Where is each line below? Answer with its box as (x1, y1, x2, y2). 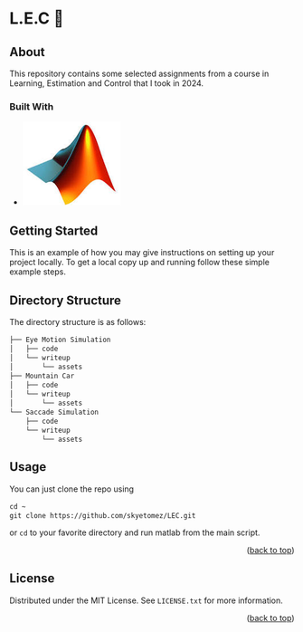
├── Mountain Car (9, 371, 75, 380)
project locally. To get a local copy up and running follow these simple (9, 257, 270, 268)
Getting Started (9, 223, 99, 238)
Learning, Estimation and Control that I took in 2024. (9, 78, 204, 89)
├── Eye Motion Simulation (9, 335, 111, 344)
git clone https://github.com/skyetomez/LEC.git (9, 511, 196, 520)
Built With (9, 100, 54, 112)
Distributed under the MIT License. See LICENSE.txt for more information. (9, 595, 283, 606)
